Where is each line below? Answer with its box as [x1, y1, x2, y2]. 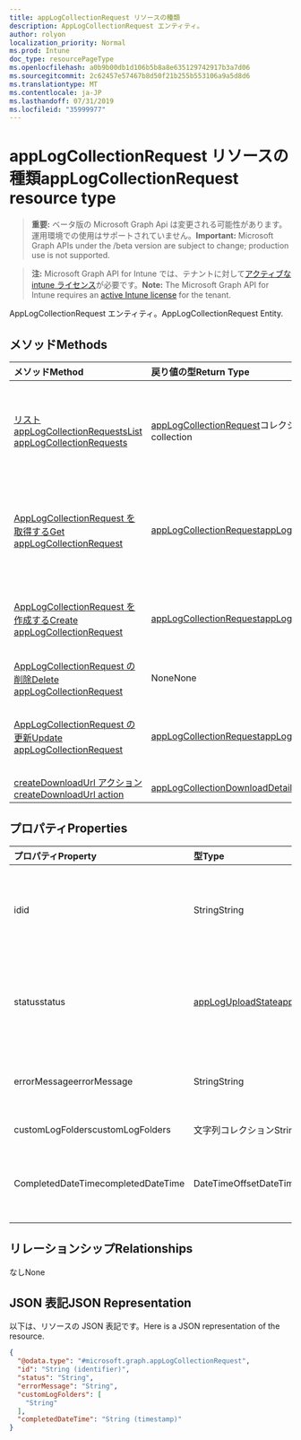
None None [150, 672, 197, 684]
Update [31, 732, 63, 744]
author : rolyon [9, 30, 66, 39]
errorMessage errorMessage [13, 1075, 133, 1088]
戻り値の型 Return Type [150, 366, 250, 377]
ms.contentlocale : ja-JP [9, 88, 102, 97]
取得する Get [13, 525, 65, 538]
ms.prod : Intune [9, 47, 70, 56]
